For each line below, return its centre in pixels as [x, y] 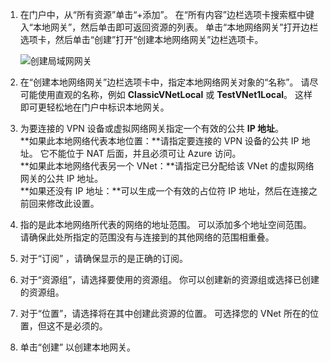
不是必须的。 [81, 326]
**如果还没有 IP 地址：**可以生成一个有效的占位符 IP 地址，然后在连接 [164, 191]
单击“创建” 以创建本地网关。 [78, 347]
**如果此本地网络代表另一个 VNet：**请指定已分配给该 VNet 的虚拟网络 [167, 166]
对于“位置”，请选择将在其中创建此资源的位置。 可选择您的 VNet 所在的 [164, 313]
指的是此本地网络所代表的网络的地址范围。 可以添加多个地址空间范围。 [165, 224]
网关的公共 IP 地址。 [61, 178]
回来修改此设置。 [64, 203]
